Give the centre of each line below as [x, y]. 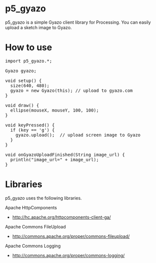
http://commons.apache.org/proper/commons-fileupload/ [71, 236]
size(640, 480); [30, 85]
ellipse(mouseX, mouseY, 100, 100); [55, 110]
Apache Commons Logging [33, 246]
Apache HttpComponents [31, 207]
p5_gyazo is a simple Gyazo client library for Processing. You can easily [78, 22]
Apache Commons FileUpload [36, 226]
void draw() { [22, 105]
